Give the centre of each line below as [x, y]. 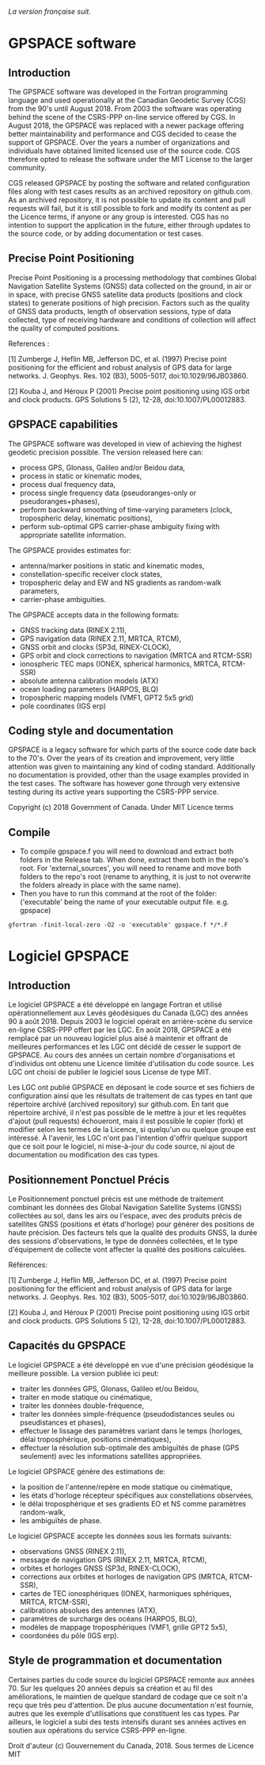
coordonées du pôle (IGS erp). [69, 1635]
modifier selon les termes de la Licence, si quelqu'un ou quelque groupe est [132, 1130]
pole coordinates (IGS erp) [63, 706]
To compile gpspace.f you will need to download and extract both [127, 851]
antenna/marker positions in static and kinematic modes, [112, 566]
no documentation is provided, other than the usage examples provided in [129, 775]
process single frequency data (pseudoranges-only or [108, 493]
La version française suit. [49, 12]
